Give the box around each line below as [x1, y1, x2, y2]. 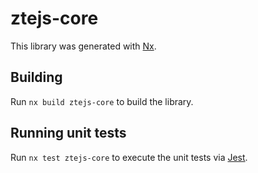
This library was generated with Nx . [10, 40, 157, 52]
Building [10, 69, 63, 86]
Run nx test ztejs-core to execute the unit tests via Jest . [10, 151, 248, 163]
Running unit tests [10, 125, 127, 142]
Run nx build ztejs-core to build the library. [10, 95, 194, 107]
